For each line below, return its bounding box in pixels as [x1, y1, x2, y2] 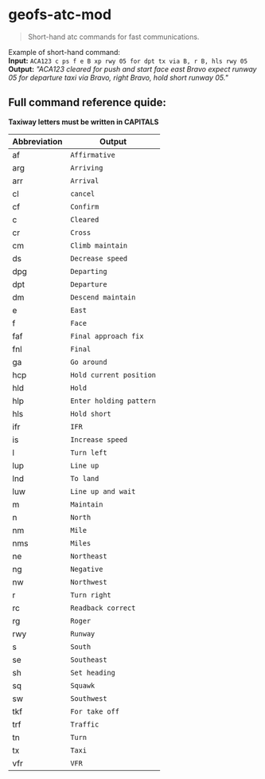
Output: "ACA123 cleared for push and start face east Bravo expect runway [8, 64, 257, 73]
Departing [70, 267, 107, 276]
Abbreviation [12, 135, 63, 147]
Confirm [70, 202, 99, 211]
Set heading [70, 667, 115, 677]
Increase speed [70, 435, 128, 444]
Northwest [70, 577, 107, 586]
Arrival [70, 176, 99, 185]
